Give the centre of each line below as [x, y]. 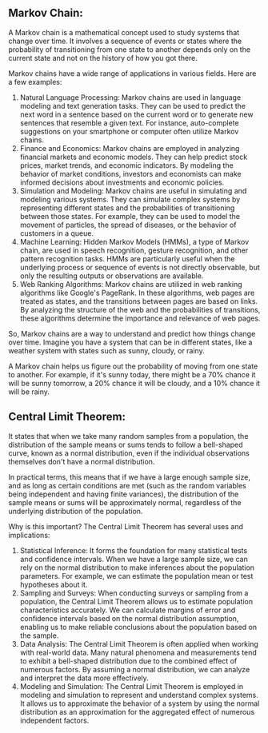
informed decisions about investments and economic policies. [122, 182]
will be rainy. [29, 392]
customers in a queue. [57, 233]
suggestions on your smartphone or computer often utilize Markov [129, 131]
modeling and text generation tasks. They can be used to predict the [133, 106]
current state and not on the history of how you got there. [103, 58]
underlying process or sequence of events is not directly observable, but [140, 267]
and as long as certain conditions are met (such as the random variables [127, 485]
